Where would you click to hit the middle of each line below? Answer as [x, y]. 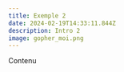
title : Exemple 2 [37, 16]
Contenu [23, 61]
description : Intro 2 [44, 30]
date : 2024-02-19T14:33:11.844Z [62, 23]
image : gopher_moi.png [46, 38]
